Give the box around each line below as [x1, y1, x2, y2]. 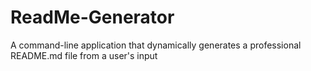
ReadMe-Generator [10, 6, 175, 29]
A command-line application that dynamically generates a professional [10, 39, 302, 51]
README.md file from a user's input [10, 49, 158, 61]
